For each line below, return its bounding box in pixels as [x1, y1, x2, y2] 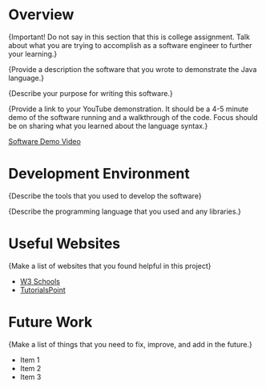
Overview [8, 6, 75, 24]
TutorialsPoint [19, 285, 66, 294]
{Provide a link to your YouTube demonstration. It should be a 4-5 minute [8, 104, 249, 114]
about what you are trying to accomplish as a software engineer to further [8, 40, 252, 50]
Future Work [8, 314, 93, 331]
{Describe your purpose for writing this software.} [8, 88, 174, 98]
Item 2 [19, 363, 42, 373]
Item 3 [19, 372, 42, 382]
